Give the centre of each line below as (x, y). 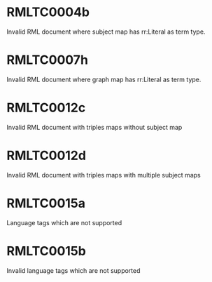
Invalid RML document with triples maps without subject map (94, 127)
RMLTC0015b (47, 251)
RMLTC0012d (47, 156)
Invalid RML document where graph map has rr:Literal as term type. (104, 79)
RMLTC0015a (46, 203)
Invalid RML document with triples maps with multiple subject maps (104, 175)
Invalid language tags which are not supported (73, 270)
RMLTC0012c (46, 108)
